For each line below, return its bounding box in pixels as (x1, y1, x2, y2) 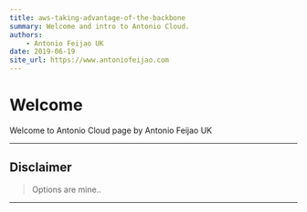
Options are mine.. (31, 184, 102, 195)
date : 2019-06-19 (9, 47, 76, 56)
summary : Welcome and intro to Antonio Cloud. (9, 22, 190, 31)
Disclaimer (9, 160, 72, 176)
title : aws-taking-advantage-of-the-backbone (9, 13, 185, 23)
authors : (9, 30, 43, 39)
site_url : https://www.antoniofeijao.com (9, 56, 170, 65)
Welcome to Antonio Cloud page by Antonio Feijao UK (9, 125, 213, 136)
